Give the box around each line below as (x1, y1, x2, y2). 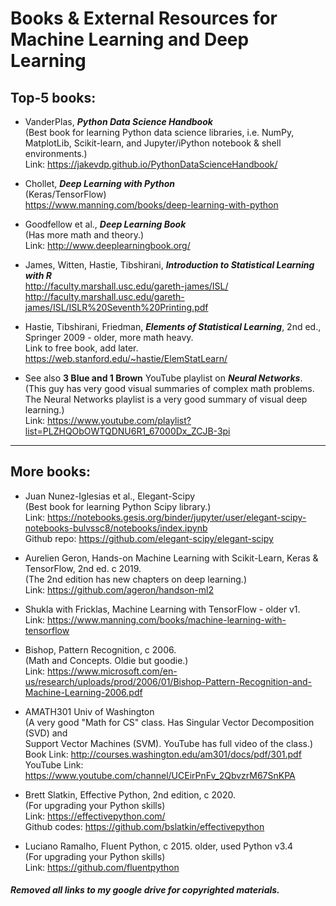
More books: (10, 463, 91, 481)
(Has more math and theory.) (24, 229, 145, 241)
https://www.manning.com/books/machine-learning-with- (47, 613, 287, 626)
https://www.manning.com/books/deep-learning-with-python (24, 199, 279, 211)
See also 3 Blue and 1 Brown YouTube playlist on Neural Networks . (24, 372, 303, 384)
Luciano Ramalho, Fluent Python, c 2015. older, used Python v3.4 (24, 840, 294, 852)
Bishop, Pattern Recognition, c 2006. (24, 643, 177, 656)
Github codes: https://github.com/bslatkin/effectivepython (24, 820, 265, 832)
